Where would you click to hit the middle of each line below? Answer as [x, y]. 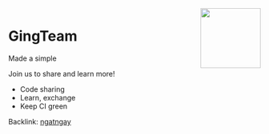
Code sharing [42, 89]
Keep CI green [44, 106]
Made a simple [33, 58]
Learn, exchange [48, 97]
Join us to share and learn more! [62, 73]
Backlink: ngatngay [40, 121]
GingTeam [43, 36]
